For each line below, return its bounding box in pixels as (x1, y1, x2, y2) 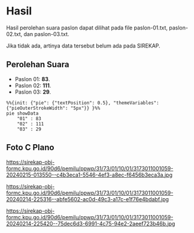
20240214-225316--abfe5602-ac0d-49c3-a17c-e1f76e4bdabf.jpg (6, 195, 169, 202)
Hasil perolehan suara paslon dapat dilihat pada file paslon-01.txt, (6, 24, 168, 31)
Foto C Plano (6, 142, 54, 153)
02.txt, (6, 30, 23, 37)
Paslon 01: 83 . (14, 75, 50, 82)
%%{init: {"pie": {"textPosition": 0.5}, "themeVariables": (6, 100, 160, 106)
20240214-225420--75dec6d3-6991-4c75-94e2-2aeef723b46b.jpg (6, 220, 175, 227)
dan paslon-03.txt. (23, 30, 69, 37)
